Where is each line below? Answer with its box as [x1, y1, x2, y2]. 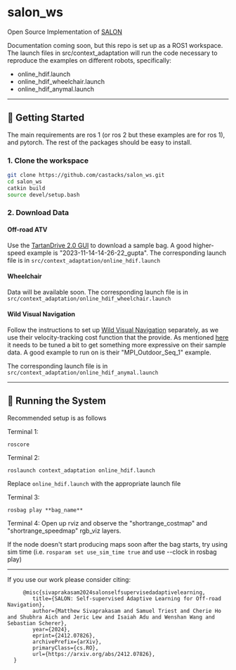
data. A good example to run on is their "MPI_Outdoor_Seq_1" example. [7, 348, 212, 356]
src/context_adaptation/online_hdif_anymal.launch [7, 369, 159, 377]
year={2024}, [32, 626, 71, 633]
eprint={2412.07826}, [32, 632, 96, 639]
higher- [192, 241, 214, 249]
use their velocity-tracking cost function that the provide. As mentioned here [7, 333, 229, 342]
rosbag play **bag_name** [7, 507, 83, 514]
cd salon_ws [7, 178, 42, 185]
